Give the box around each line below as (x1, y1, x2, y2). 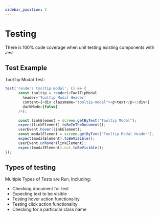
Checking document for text (12, 186, 69, 192)
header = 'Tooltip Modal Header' (23, 95, 87, 100)
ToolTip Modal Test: (5, 77, 45, 83)
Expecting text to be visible (12, 191, 67, 197)
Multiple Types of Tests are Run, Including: (5, 176, 91, 182)
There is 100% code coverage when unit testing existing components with (5, 44, 155, 50)
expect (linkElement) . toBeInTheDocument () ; (18, 123, 106, 128)
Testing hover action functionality (12, 196, 80, 202)
